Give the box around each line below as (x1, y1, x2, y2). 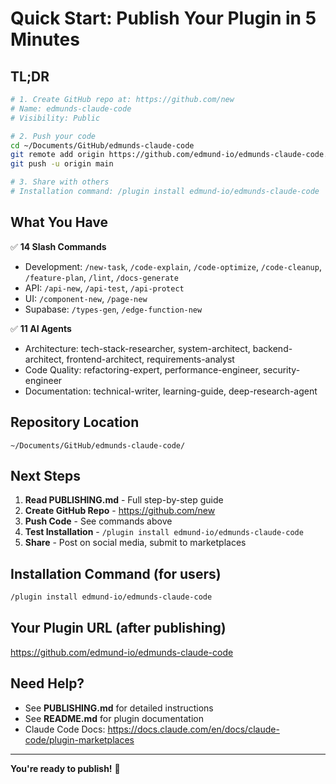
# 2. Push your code (10, 131, 97, 141)
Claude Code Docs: (24, 723, 106, 735)
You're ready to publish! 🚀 (10, 762, 121, 774)
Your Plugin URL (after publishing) (10, 620, 227, 637)
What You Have (10, 214, 108, 231)
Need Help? (10, 675, 85, 692)
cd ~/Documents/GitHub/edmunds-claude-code (10, 140, 195, 151)
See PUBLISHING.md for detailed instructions (24, 702, 214, 714)
